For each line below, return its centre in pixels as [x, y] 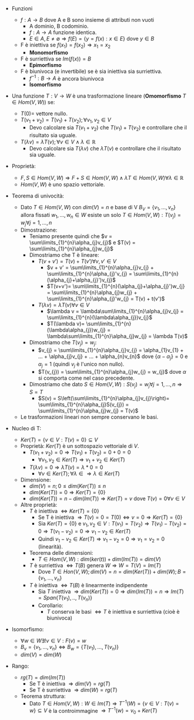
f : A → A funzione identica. [63, 32]
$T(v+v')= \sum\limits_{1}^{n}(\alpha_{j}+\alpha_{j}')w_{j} [116, 286]
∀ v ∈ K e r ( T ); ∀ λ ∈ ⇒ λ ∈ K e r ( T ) [79, 474]
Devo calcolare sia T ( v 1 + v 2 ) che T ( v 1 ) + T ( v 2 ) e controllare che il [108, 128]
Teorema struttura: [43, 696]
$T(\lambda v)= [66, 324]
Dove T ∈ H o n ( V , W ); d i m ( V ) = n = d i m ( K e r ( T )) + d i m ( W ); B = [112, 571]
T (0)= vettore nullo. [44, 113]
